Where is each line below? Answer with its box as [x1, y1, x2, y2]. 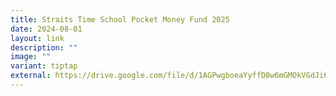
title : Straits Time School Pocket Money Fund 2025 [10, 14, 230, 25]
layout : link [10, 33, 65, 43]
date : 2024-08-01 [10, 24, 83, 34]
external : [10, 71, 52, 81]
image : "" [10, 52, 52, 62]
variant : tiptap [10, 61, 78, 71]
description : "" [10, 42, 78, 53]
